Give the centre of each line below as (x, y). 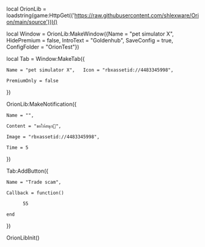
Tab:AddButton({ (28, 171)
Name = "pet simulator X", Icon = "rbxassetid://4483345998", (90, 70)
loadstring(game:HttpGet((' (40, 15)
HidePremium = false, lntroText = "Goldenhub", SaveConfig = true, (90, 40)
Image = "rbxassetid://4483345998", (53, 137)
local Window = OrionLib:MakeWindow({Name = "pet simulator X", (90, 34)
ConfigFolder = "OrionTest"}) (43, 47)
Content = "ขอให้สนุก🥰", (34, 126)
